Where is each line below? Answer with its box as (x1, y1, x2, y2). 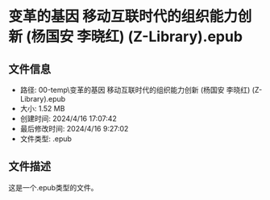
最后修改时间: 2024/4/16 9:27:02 (19, 124, 129, 133)
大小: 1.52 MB (19, 104, 65, 113)
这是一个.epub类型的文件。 (8, 182, 98, 192)
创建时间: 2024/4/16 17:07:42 (19, 114, 117, 123)
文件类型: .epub (19, 134, 73, 144)
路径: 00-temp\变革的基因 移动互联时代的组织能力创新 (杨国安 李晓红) (19, 85, 251, 94)
